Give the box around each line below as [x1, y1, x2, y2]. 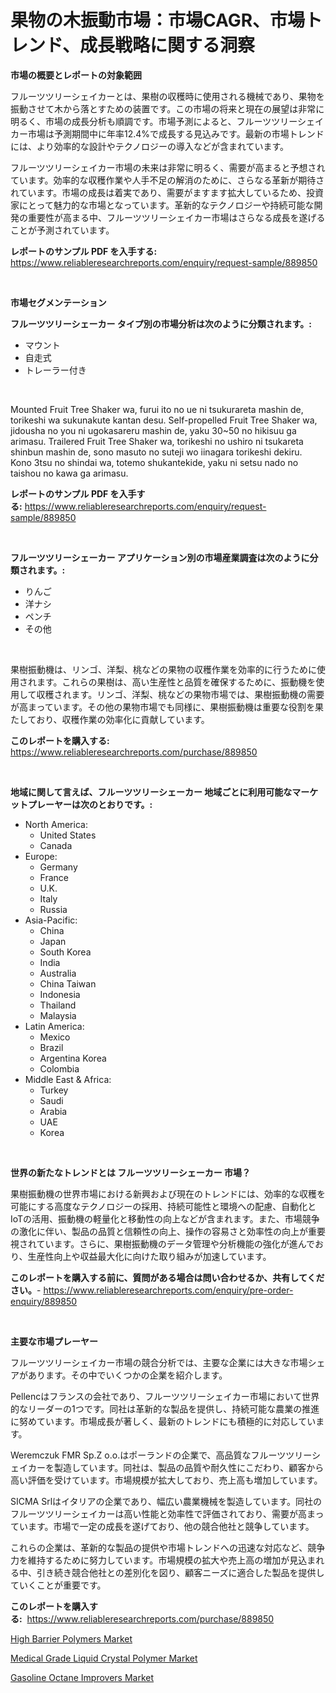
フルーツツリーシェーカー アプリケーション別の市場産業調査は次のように [10, 551, 310, 563]
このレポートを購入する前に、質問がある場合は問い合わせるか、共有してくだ [10, 1271, 325, 1283]
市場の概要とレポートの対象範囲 [10, 69, 142, 81]
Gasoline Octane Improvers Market [10, 1671, 155, 1683]
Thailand [39, 999, 77, 1011]
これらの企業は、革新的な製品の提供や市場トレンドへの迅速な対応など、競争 [10, 1541, 326, 1553]
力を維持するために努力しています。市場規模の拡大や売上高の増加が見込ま [10, 1554, 317, 1566]
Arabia [39, 1105, 68, 1117]
